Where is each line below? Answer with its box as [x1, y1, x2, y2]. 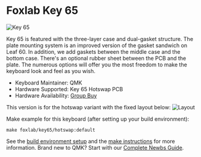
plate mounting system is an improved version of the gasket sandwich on [6, 42, 188, 49]
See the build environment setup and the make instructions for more [6, 137, 176, 145]
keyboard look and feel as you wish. [6, 67, 96, 74]
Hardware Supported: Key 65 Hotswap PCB [14, 85, 123, 92]
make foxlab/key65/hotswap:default [6, 127, 96, 133]
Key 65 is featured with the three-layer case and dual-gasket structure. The [6, 35, 194, 42]
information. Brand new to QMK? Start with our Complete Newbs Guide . [6, 144, 184, 151]
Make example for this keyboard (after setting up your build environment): [6, 115, 190, 123]
